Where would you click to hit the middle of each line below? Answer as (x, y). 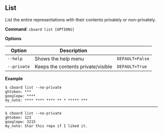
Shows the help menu (59, 59)
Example (14, 78)
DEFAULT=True (132, 66)
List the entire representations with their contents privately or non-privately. (81, 19)
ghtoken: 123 (18, 117)
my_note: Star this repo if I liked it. (47, 126)
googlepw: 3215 (20, 122)
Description (73, 50)
